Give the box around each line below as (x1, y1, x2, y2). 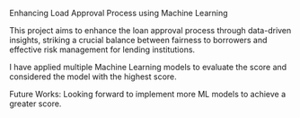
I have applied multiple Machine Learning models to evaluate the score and (9, 62, 287, 72)
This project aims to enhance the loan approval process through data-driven (9, 25, 292, 35)
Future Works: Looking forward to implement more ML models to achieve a (9, 89, 286, 99)
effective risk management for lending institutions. (9, 44, 196, 55)
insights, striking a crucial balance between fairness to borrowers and (9, 35, 268, 45)
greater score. (9, 98, 62, 109)
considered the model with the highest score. (9, 71, 177, 82)
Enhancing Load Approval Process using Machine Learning (9, 8, 228, 18)
